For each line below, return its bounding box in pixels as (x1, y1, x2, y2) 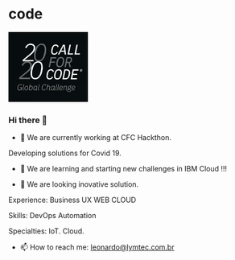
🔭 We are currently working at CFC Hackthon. (19, 133, 171, 142)
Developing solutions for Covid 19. (8, 148, 122, 158)
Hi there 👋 (8, 114, 48, 126)
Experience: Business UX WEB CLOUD (8, 195, 137, 205)
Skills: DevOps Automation (8, 211, 97, 221)
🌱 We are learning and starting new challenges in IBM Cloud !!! (19, 164, 228, 174)
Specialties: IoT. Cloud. (8, 226, 85, 236)
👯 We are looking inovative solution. (19, 180, 139, 189)
